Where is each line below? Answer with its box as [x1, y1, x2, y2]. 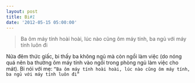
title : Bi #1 [6, 14, 35, 20]
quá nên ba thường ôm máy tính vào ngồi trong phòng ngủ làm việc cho [6, 59, 179, 66]
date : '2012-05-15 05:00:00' [6, 19, 77, 25]
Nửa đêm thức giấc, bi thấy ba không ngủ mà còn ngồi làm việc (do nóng [6, 53, 182, 60]
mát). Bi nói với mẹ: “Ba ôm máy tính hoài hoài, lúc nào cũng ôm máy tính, [6, 65, 190, 72]
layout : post [6, 8, 38, 15]
